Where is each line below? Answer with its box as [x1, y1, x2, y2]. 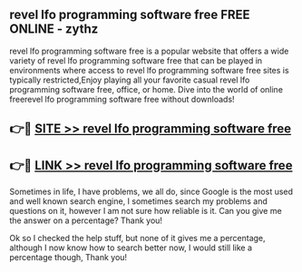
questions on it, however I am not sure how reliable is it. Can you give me [9, 206, 283, 217]
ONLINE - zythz [9, 22, 99, 37]
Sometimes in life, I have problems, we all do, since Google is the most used [9, 186, 293, 198]
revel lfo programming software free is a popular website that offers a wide [9, 45, 289, 56]
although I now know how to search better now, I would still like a [9, 242, 252, 253]
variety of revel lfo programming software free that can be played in [9, 54, 263, 66]
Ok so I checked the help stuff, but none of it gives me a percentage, [9, 233, 266, 244]
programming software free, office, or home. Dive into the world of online [9, 83, 284, 94]
